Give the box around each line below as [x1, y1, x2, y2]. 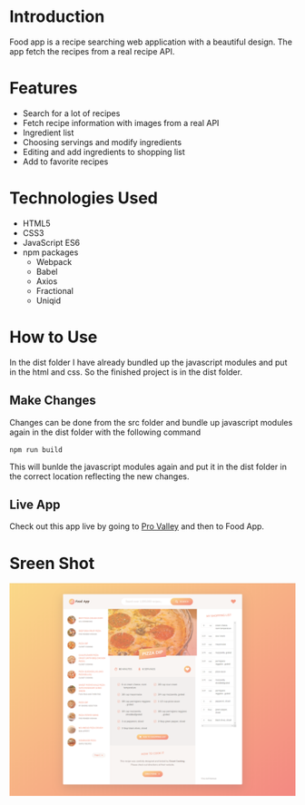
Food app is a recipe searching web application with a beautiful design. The [9, 36, 293, 47]
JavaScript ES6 [22, 237, 81, 248]
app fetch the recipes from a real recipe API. [9, 45, 175, 56]
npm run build [9, 445, 64, 455]
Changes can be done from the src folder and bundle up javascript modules [9, 417, 293, 427]
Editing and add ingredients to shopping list [22, 146, 186, 157]
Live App [9, 496, 61, 512]
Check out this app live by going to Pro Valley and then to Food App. [9, 521, 265, 532]
